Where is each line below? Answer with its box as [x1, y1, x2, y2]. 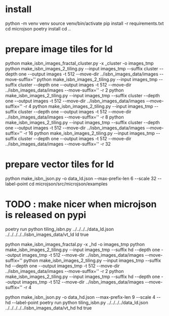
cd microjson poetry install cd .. [5, 25, 71, 31]
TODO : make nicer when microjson [5, 199, 157, 210]
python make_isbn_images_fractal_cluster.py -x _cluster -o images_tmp [5, 60, 154, 66]
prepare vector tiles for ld [5, 159, 114, 170]
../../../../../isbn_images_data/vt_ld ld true [5, 231, 89, 238]
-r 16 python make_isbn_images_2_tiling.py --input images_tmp [23, 130, 155, 136]
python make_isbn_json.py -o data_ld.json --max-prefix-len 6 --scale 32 [5, 175, 157, 181]
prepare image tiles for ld [5, 44, 113, 55]
